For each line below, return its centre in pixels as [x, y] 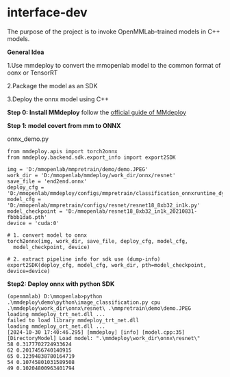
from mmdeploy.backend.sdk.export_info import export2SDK [91, 157]
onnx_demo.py [28, 139]
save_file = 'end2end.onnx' [47, 181]
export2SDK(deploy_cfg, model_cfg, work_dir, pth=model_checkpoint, [107, 265]
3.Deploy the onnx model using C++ [58, 99]
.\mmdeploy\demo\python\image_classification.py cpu [84, 302]
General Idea [26, 52]
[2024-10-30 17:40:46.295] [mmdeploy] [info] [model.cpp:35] [96, 332]
